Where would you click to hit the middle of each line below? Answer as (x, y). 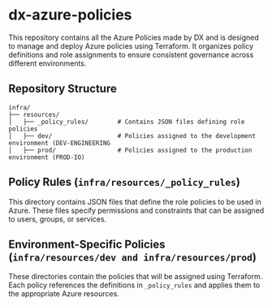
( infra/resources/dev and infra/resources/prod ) (133, 257)
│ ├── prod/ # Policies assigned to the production (130, 150)
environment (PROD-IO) (47, 157)
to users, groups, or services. (58, 219)
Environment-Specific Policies (87, 244)
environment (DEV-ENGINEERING (60, 143)
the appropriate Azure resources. (64, 294)
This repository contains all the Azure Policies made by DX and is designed (134, 37)
